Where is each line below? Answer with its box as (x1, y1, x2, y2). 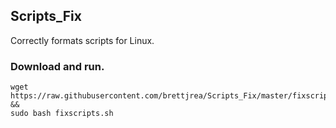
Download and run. (10, 59, 105, 73)
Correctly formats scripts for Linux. (10, 34, 155, 46)
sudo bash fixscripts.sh (10, 109, 114, 119)
